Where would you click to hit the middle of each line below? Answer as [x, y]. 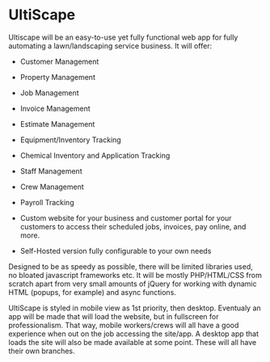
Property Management [57, 77]
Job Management [49, 93]
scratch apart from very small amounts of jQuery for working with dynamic [133, 284]
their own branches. [42, 351]
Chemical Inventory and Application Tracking [95, 155]
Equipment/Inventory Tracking [70, 140]
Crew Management [52, 187]
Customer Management [59, 61]
